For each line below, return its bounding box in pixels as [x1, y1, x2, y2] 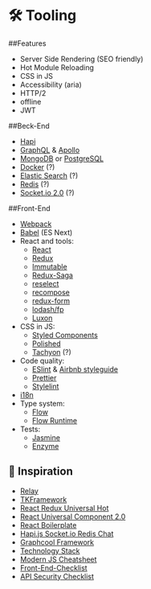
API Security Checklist [19, 571, 95, 581]
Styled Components [31, 330, 98, 340]
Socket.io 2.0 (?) [19, 187, 75, 197]
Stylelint [31, 381, 59, 391]
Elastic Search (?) [19, 171, 79, 180]
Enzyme [31, 441, 59, 451]
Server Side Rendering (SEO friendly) [19, 54, 144, 64]
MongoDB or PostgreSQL [19, 154, 104, 163]
